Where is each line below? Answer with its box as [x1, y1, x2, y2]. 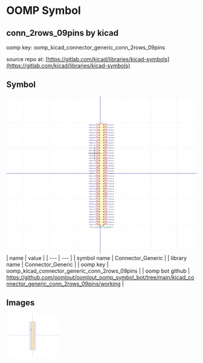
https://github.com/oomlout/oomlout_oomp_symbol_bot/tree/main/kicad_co [6, 273, 195, 281]
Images [6, 298, 35, 308]
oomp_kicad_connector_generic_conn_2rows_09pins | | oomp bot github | [6, 267, 190, 275]
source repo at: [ [6, 56, 48, 62]
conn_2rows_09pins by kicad [6, 28, 119, 38]
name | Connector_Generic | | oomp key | [6, 261, 109, 268]
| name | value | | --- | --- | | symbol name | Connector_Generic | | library [6, 254, 187, 261]
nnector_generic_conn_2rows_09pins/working [6, 280, 121, 287]
